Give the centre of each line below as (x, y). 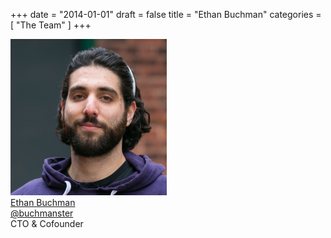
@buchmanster (42, 213)
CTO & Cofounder (47, 223)
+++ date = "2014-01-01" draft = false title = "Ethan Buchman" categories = (166, 14)
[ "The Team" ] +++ (51, 25)
